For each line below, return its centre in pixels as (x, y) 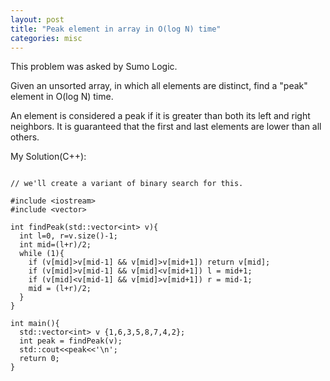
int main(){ (35, 324)
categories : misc (46, 38)
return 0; (39, 359)
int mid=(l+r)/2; (55, 245)
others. (25, 137)
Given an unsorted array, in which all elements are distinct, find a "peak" (159, 86)
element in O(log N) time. (62, 97)
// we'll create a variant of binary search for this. (127, 184)
